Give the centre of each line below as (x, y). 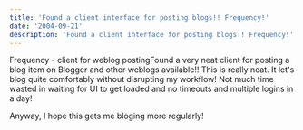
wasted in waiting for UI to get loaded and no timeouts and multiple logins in (151, 89)
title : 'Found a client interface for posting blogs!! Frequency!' (140, 18)
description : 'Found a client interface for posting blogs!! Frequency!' (152, 34)
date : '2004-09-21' (46, 26)
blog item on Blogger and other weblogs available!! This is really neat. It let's (152, 70)
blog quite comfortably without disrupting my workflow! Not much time (142, 79)
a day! (21, 98)
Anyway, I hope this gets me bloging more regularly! (107, 116)
